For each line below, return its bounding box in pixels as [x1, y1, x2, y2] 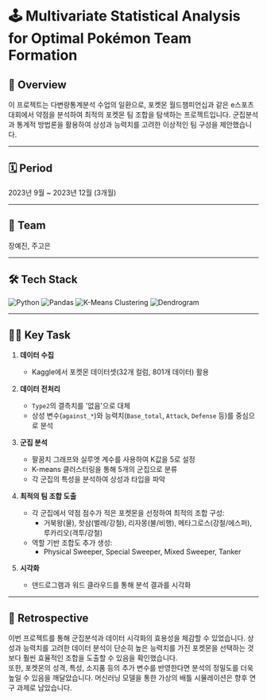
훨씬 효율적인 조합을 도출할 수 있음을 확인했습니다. [22, 653, 178, 663]
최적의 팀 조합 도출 [19, 491, 77, 501]
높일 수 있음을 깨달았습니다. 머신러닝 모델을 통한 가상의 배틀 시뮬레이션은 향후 [8, 673, 248, 683]
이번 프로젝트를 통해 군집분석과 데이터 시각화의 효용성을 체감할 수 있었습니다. [8, 633, 246, 643]
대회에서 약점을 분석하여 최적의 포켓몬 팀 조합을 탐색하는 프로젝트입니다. [8, 110, 231, 119]
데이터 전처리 [19, 384, 61, 394]
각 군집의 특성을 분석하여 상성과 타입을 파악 [31, 474, 165, 484]
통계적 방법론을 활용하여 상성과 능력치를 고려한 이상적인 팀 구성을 [16, 120, 219, 129]
